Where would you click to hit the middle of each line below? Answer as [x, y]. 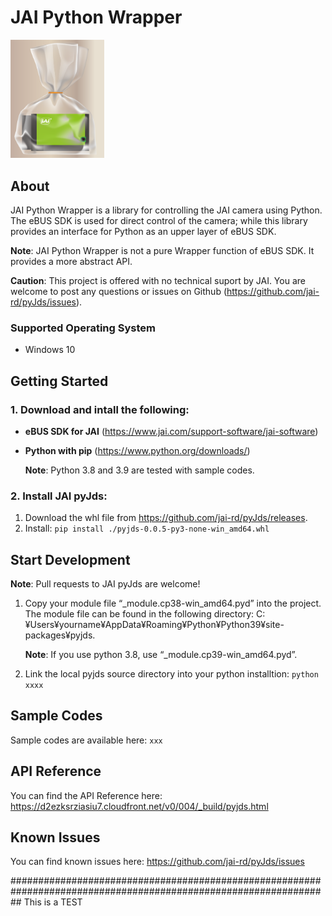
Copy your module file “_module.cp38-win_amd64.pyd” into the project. [173, 603]
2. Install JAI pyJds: [59, 496]
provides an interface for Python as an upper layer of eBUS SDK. [143, 231]
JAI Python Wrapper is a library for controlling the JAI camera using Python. [166, 210]
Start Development [70, 559]
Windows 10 [50, 350]
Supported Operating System [83, 328]
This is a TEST [53, 902]
